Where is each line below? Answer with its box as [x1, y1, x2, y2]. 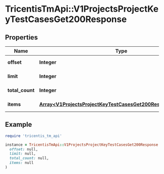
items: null [9, 160, 34, 165]
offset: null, [9, 147, 38, 152]
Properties [5, 33, 38, 41]
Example [5, 120, 32, 129]
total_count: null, [9, 156, 49, 161]
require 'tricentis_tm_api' [5, 133, 62, 138]
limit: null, [9, 151, 36, 156]
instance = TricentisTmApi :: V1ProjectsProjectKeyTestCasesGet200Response [5, 142, 159, 147]
